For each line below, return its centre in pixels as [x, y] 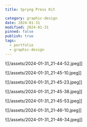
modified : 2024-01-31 [27, 27]
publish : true [19, 36]
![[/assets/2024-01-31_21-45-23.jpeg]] [44, 82]
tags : [10, 41]
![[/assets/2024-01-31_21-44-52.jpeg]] [44, 63]
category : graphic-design [31, 18]
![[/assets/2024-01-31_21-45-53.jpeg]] [44, 101]
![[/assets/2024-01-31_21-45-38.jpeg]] [44, 91]
